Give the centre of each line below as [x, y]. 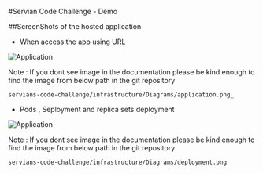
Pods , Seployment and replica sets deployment [97, 109]
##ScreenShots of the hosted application [75, 26]
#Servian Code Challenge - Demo [63, 11]
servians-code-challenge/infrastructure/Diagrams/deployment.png [117, 162]
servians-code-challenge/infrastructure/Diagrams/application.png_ [121, 95]
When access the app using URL [72, 42]
